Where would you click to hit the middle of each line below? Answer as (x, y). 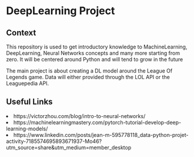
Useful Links (29, 102)
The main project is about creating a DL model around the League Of (89, 71)
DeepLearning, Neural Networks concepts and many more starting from (93, 53)
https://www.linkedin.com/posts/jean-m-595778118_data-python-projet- (101, 135)
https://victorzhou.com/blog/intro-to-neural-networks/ (80, 116)
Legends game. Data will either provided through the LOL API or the (88, 77)
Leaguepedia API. (27, 83)
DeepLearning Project (61, 11)
